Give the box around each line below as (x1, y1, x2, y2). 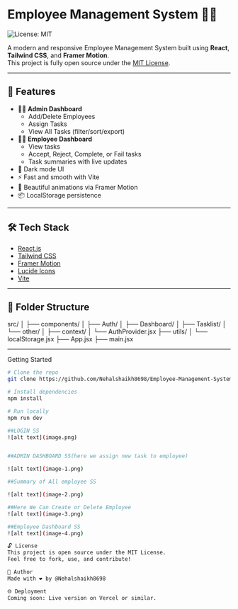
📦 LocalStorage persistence (17, 190, 101, 199)
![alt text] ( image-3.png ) (7, 510, 84, 518)
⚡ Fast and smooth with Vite (17, 173, 100, 181)
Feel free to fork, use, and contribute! (7, 556, 132, 563)
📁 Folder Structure (7, 301, 90, 313)
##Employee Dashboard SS (7, 523, 81, 530)
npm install (7, 395, 42, 402)
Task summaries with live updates (28, 157, 127, 166)
